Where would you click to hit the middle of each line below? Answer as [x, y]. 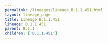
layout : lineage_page [28, 15]
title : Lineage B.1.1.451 [32, 19]
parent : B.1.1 [20, 29]
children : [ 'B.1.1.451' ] [31, 33]
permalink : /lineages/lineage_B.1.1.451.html [54, 10]
